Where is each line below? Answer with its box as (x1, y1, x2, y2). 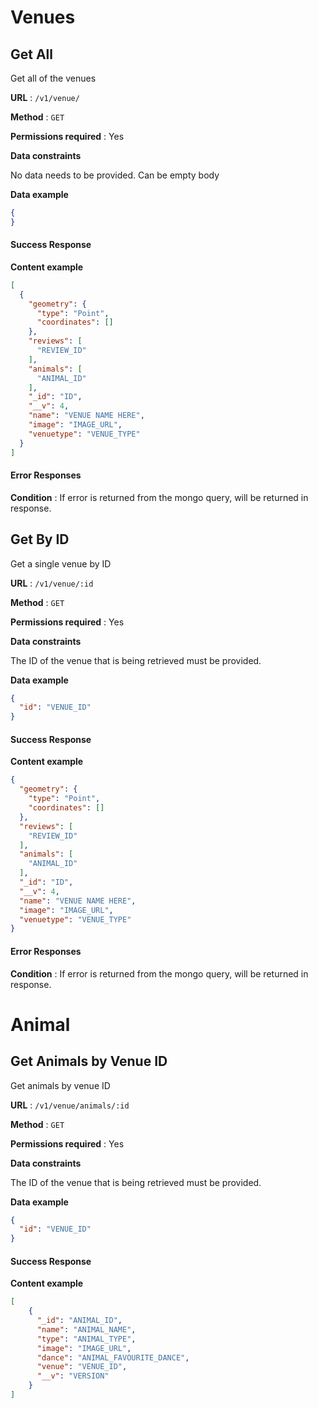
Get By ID (10, 531, 70, 548)
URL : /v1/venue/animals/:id (10, 1099, 130, 1111)
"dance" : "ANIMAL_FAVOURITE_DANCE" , (36, 1352, 190, 1363)
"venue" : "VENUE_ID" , (36, 1362, 128, 1372)
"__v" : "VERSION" (36, 1371, 110, 1381)
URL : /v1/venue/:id (10, 577, 94, 589)
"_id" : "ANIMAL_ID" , (36, 1316, 123, 1326)
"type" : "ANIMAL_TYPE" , (36, 1334, 137, 1344)
